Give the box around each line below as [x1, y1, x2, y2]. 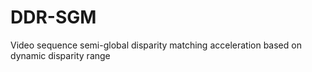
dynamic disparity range [10, 49, 111, 61]
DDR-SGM [10, 6, 97, 29]
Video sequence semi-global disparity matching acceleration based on [10, 39, 302, 51]
